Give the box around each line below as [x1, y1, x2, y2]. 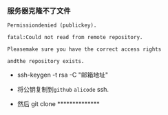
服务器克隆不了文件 [7, 5, 71, 15]
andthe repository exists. [7, 58, 85, 65]
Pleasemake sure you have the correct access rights [7, 46, 162, 53]
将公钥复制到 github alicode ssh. [17, 86, 109, 94]
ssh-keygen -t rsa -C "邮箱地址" [17, 71, 109, 79]
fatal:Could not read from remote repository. [7, 34, 143, 41]
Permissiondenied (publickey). [7, 22, 97, 29]
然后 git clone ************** [17, 100, 100, 108]
